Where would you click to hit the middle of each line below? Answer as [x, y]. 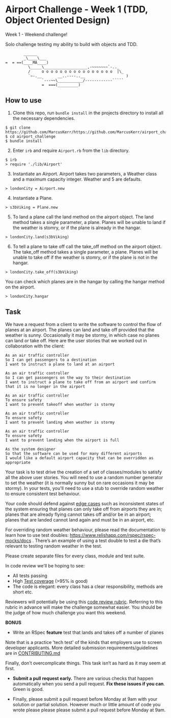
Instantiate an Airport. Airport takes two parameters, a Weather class [85, 174]
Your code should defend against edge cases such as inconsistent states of [85, 503]
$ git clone [18, 128]
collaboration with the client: [35, 346]
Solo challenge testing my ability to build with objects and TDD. [72, 44]
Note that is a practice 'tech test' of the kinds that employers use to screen [84, 642]
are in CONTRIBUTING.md [33, 653]
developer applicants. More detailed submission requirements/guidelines [82, 648]
